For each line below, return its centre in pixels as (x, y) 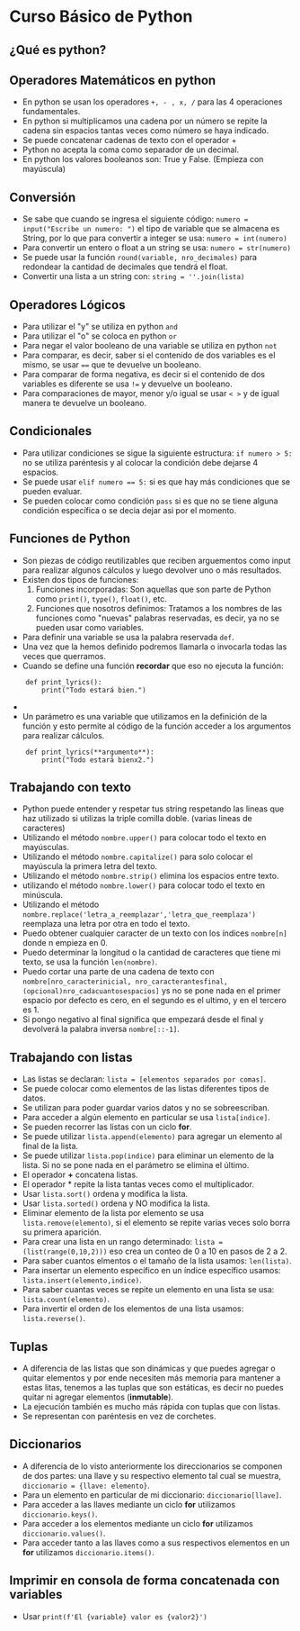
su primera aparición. (62, 1232)
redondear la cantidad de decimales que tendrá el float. (125, 267)
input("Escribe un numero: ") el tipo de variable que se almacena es (151, 229)
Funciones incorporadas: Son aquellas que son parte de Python (154, 589)
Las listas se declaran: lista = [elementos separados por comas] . (144, 1079)
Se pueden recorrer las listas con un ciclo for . (107, 1127)
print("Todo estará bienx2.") (98, 760)
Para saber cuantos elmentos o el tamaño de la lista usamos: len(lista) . (157, 1261)
